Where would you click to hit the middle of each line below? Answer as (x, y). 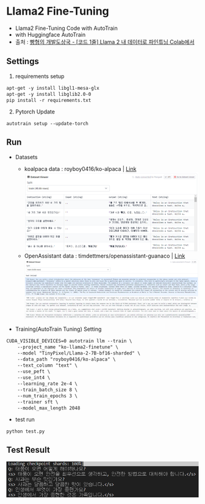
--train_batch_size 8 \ (48, 390)
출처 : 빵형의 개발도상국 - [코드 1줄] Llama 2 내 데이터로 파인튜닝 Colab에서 (105, 41)
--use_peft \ (34, 371)
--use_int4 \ (34, 377)
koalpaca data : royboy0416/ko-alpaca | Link (80, 168)
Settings (23, 61)
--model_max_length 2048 (49, 408)
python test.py (26, 431)
